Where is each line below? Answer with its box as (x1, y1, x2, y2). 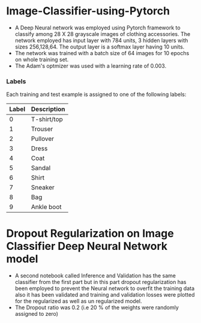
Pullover (31, 135, 55, 143)
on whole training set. (14, 56, 69, 63)
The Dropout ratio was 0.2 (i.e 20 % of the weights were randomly (14, 304, 179, 311)
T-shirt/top (31, 115, 63, 123)
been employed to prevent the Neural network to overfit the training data (14, 285, 195, 292)
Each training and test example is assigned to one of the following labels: (6, 91, 187, 98)
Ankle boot (31, 203, 62, 211)
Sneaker (31, 183, 55, 192)
